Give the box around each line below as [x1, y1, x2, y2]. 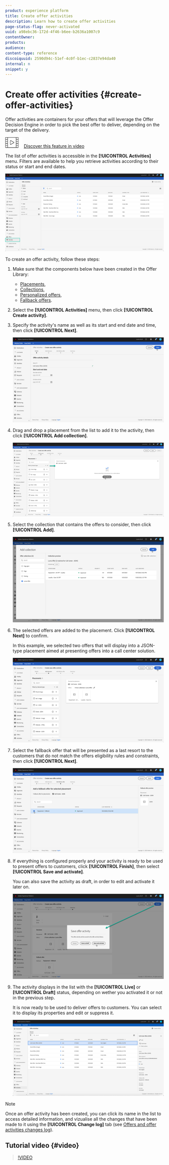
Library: [12, 271, 29, 277]
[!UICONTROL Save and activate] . [12, 869, 84, 875]
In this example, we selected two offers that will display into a [12, 642, 140, 648]
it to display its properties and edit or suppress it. [12, 1010, 114, 1016]
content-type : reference [5, 50, 57, 55]
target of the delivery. [5, 127, 50, 133]
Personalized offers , [20, 292, 62, 298]
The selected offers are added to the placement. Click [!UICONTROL [12, 627, 155, 633]
